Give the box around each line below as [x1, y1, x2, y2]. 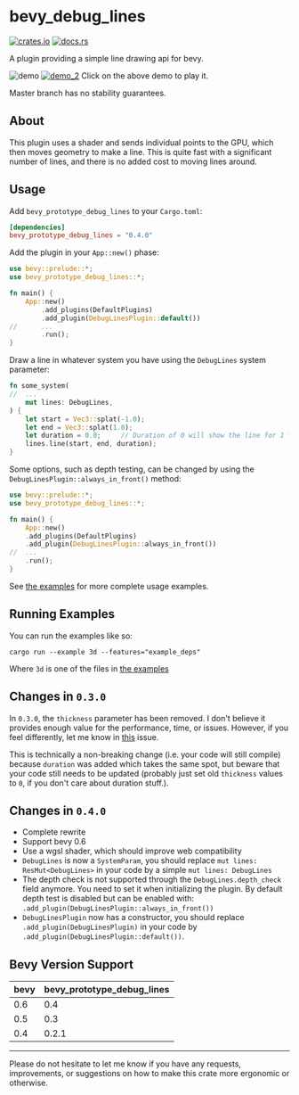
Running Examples [9, 606, 116, 622]
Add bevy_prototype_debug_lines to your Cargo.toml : [9, 205, 203, 216]
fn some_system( [9, 382, 69, 391]
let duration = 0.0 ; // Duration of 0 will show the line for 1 [25, 431, 285, 440]
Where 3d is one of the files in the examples [9, 663, 169, 674]
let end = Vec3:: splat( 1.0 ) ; [25, 423, 133, 432]
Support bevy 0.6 [21, 836, 86, 847]
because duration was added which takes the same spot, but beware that [9, 758, 280, 769]
